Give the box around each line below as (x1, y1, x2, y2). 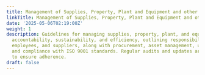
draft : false (6, 59, 40, 65)
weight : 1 (6, 25, 32, 32)
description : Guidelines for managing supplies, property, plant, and (6, 31, 190, 37)
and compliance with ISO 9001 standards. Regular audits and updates (12, 48, 192, 54)
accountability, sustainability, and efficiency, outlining (12, 37, 168, 43)
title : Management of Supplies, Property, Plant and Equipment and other (6, 8, 198, 15)
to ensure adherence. (12, 54, 67, 60)
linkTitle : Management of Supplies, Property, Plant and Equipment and (6, 15, 192, 21)
